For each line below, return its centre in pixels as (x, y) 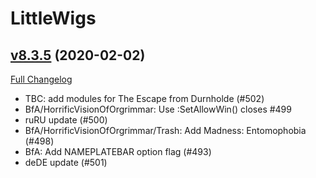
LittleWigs (53, 18)
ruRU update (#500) (66, 120)
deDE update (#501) (66, 162)
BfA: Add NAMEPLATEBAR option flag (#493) (118, 151)
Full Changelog (41, 79)
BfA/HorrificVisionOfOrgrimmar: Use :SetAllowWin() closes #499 (158, 109)
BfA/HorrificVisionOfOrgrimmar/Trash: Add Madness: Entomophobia (165, 130)
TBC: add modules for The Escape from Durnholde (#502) (144, 98)
